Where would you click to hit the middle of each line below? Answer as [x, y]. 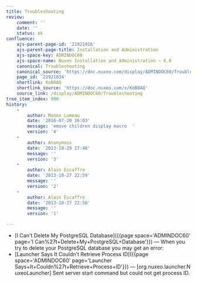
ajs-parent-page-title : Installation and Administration [88, 50]
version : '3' [43, 159]
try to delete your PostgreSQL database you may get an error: [89, 248]
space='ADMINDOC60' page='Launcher [63, 260]
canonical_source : [39, 72]
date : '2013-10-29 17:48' [59, 148]
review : [16, 17]
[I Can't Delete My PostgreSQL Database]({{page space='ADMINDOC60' [102, 235]
